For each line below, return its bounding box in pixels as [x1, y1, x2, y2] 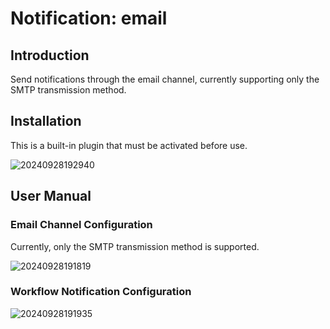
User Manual [10, 188, 92, 205]
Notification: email [10, 7, 168, 30]
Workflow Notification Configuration [10, 285, 192, 299]
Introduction [10, 47, 90, 64]
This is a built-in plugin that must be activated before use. [10, 139, 248, 151]
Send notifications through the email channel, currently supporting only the [10, 73, 320, 85]
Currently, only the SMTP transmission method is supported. [10, 240, 260, 252]
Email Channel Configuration [10, 218, 153, 232]
